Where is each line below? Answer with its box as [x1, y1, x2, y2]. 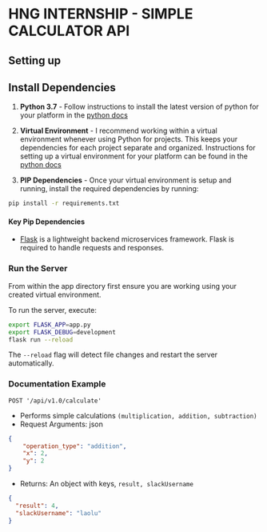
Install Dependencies [8, 81, 116, 94]
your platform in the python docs [19, 110, 128, 120]
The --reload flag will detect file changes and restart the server [8, 350, 218, 360]
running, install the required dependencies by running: [19, 184, 199, 194]
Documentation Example [8, 378, 106, 390]
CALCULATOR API [8, 22, 130, 40]
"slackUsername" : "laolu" [15, 509, 102, 517]
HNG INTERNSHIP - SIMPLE [8, 5, 193, 23]
